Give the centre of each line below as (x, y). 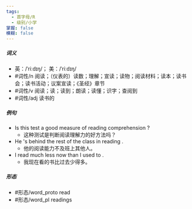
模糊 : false (20, 33)
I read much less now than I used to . (59, 155)
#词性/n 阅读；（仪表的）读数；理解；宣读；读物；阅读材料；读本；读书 (100, 76)
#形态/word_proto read (42, 193)
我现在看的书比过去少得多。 (57, 162)
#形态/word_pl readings (43, 200)
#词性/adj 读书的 (34, 98)
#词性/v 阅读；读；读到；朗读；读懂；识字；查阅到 (76, 91)
